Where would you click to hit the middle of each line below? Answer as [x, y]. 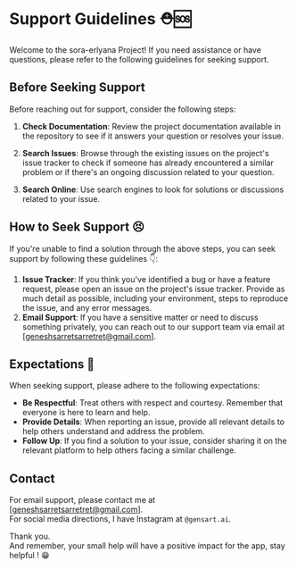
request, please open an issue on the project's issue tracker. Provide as [153, 289]
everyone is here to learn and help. [86, 413]
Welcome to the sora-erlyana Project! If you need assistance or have [135, 50]
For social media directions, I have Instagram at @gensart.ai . [120, 519]
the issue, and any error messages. [87, 307]
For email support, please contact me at [82, 500]
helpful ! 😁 [29, 556]
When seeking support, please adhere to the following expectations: [135, 386]
